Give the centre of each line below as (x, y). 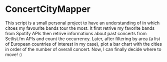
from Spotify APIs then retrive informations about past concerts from (76, 33)
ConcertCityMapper (48, 9)
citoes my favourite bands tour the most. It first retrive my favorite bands (80, 28)
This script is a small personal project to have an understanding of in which (82, 23)
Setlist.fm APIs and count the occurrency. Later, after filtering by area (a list (83, 39)
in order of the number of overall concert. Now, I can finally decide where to (83, 49)
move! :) (14, 54)
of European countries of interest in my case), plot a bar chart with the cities (84, 44)
